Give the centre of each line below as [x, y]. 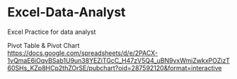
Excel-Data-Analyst [67, 12]
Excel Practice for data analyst [52, 32]
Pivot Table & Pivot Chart [44, 45]
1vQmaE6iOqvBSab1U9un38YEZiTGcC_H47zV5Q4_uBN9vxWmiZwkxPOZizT [118, 60]
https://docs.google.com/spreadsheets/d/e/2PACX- [82, 53]
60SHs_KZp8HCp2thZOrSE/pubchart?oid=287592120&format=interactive [115, 68]
